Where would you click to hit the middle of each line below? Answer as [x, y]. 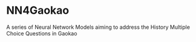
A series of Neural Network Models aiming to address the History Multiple [98, 27]
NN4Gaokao [38, 10]
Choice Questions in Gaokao [42, 33]
